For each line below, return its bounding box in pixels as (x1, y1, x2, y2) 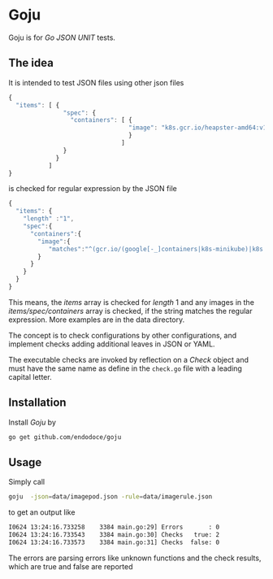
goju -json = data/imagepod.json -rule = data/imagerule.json (8, 493, 213, 501)
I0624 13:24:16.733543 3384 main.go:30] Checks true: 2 (8, 531, 220, 539)
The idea (8, 56, 54, 70)
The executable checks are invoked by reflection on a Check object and (8, 355, 249, 364)
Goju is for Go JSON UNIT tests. (8, 33, 116, 42)
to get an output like (8, 507, 76, 517)
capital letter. (8, 372, 52, 381)
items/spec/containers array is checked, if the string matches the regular (8, 306, 253, 316)
